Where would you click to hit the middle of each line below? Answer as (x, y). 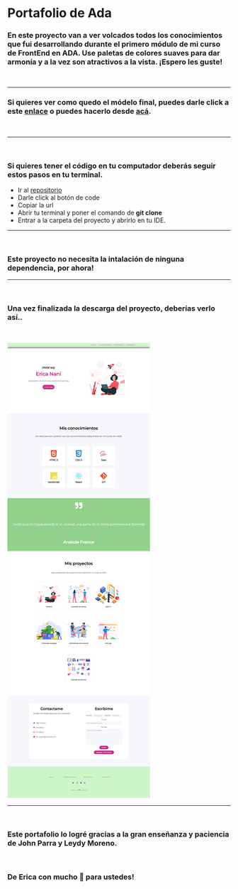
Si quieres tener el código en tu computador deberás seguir (112, 166)
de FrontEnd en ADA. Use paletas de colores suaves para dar (114, 53)
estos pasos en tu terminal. (55, 174)
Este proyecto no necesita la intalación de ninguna (96, 259)
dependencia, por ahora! (51, 268)
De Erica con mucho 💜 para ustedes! (71, 877)
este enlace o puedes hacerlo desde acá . (79, 112)
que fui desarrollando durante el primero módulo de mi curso (114, 44)
